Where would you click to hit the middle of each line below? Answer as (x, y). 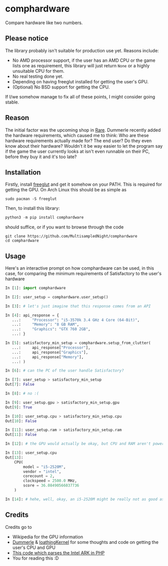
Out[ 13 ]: (14, 458)
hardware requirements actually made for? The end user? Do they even (78, 141)
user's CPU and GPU (34, 547)
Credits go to (18, 527)
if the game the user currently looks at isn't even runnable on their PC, (77, 151)
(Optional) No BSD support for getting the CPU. (61, 87)
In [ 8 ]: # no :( (22, 394)
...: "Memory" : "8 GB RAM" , (45, 324)
